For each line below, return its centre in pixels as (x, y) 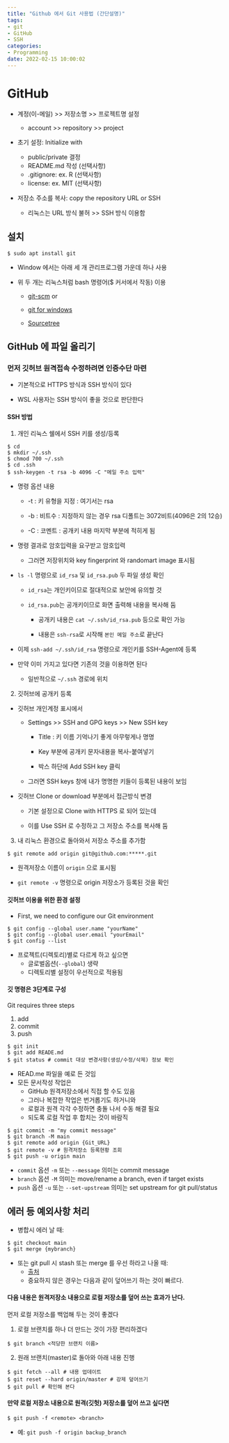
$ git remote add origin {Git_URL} (59, 1142)
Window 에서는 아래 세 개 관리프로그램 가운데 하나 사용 (92, 267)
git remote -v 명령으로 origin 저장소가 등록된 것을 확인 (93, 882)
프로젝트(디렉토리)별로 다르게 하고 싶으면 (73, 954)
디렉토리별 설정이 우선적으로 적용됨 (75, 972)
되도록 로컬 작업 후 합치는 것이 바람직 (78, 1117)
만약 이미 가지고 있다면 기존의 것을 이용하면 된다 (82, 664)
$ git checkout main (37, 1243)
